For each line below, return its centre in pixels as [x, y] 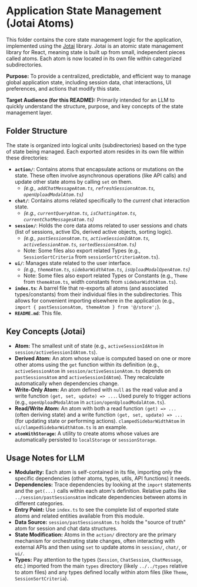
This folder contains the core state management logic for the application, [94, 39]
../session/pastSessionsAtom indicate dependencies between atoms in [101, 497]
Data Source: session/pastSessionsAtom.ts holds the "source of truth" [100, 522]
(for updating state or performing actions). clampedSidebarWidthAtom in [100, 421]
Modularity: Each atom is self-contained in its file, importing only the [98, 472]
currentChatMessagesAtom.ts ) [59, 219]
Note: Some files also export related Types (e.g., [82, 250]
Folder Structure [37, 131]
